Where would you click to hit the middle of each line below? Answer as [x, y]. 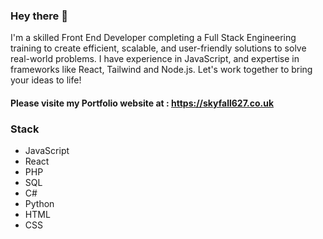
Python [39, 204]
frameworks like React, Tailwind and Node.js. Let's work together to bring [161, 70]
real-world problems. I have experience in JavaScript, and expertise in [155, 59]
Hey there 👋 [39, 16]
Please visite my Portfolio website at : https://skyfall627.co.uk [142, 103]
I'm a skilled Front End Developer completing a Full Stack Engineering [153, 38]
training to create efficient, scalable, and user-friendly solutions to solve [158, 48]
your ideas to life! [46, 80]
